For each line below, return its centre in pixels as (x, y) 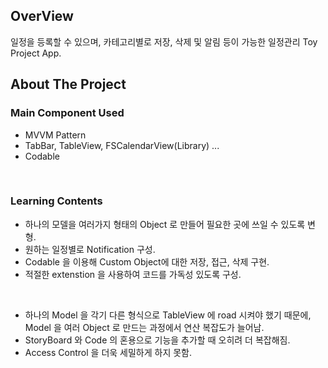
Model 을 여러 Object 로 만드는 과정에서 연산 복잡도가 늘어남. (144, 327)
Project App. (36, 53)
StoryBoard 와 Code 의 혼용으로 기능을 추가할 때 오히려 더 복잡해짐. (157, 340)
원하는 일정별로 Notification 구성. (90, 249)
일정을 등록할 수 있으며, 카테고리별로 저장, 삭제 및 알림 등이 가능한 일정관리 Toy (164, 41)
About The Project (68, 84)
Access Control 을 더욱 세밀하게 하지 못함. (108, 352)
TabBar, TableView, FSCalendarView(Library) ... (122, 145)
